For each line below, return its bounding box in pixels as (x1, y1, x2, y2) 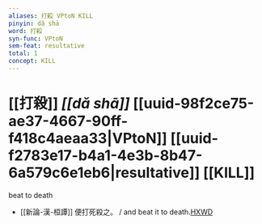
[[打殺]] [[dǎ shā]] (8, 95, 130, 113)
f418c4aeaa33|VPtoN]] (8, 129, 167, 148)
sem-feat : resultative (8, 42, 85, 50)
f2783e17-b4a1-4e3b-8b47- (8, 146, 203, 165)
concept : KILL (8, 57, 57, 66)
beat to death (8, 190, 53, 200)
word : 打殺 (8, 27, 43, 35)
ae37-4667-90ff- (8, 112, 128, 130)
